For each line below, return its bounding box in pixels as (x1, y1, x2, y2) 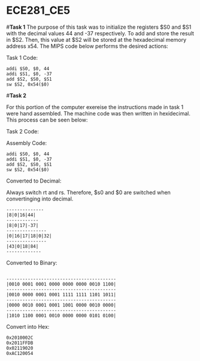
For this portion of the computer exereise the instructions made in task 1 (6, 103, 184, 111)
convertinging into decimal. (6, 195, 74, 202)
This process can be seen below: (6, 116, 88, 123)
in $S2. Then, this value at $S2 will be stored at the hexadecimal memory (6, 36, 187, 43)
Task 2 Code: (6, 128, 39, 135)
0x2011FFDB (6, 339, 34, 346)
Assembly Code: (6, 139, 47, 147)
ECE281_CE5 (6, 4, 71, 17)
